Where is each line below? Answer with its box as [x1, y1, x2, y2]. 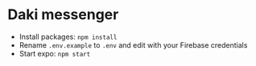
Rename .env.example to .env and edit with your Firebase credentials [19, 40, 248, 49]
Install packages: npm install [19, 32, 118, 41]
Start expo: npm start [19, 49, 91, 58]
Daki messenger [7, 6, 119, 24]
